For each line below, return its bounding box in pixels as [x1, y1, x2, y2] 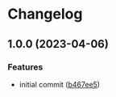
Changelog [7, 5, 83, 23]
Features [7, 61, 43, 73]
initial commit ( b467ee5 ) [19, 79, 101, 89]
